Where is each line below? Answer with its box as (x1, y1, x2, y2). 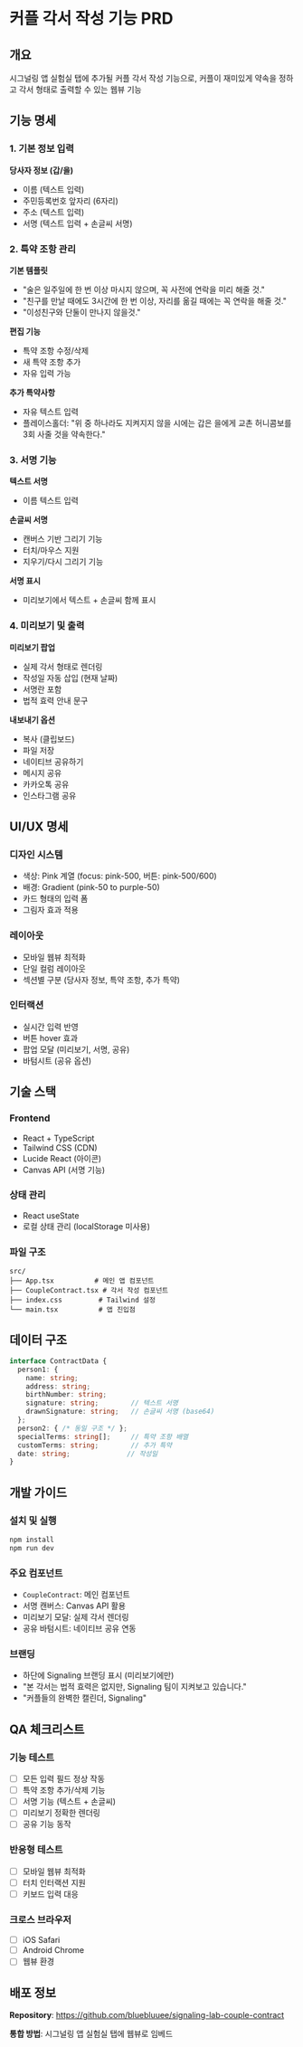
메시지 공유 (22, 767, 62, 778)
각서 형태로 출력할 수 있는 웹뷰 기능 (18, 84, 142, 95)
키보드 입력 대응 (22, 1888, 79, 1900)
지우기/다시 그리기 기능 (22, 556, 104, 567)
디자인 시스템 (9, 848, 63, 860)
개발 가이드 (9, 1484, 68, 1500)
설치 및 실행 (9, 1514, 57, 1527)
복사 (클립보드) (22, 734, 75, 744)
